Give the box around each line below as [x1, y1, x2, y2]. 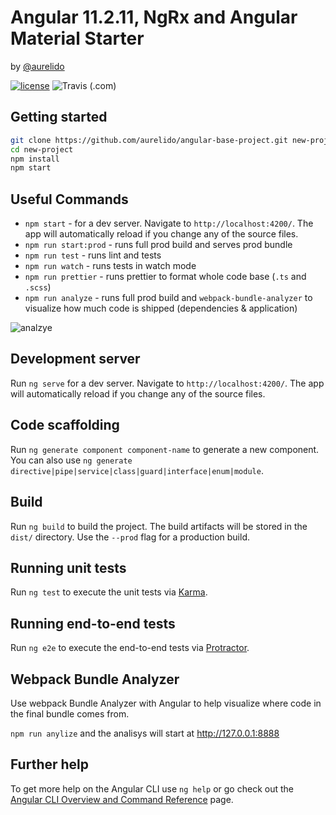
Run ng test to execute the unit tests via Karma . [10, 586, 208, 598]
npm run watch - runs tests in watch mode [24, 260, 197, 272]
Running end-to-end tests [10, 615, 176, 632]
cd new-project [10, 144, 74, 155]
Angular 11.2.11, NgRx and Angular [10, 6, 298, 29]
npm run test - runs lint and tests [24, 249, 162, 261]
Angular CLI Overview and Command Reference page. [10, 793, 234, 805]
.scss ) [24, 281, 52, 293]
